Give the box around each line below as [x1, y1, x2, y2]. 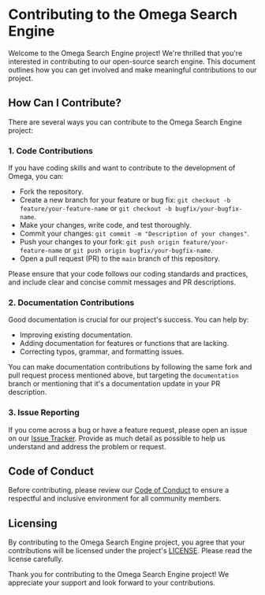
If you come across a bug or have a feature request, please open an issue [8, 425, 248, 434]
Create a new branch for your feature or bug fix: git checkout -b [19, 195, 231, 205]
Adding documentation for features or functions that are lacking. [19, 339, 230, 348]
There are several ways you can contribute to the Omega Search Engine [8, 117, 243, 127]
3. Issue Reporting [8, 407, 80, 418]
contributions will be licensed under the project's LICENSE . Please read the [8, 546, 252, 556]
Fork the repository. [19, 187, 84, 196]
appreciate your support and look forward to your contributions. [8, 578, 215, 588]
